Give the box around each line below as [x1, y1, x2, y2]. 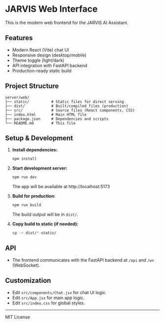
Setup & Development [5, 134, 73, 142]
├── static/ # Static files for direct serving [5, 99, 124, 104]
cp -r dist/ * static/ [12, 230, 57, 235]
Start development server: [12, 165, 68, 171]
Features [5, 34, 33, 42]
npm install [12, 156, 37, 161]
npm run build [12, 202, 41, 208]
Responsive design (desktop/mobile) [12, 52, 87, 58]
